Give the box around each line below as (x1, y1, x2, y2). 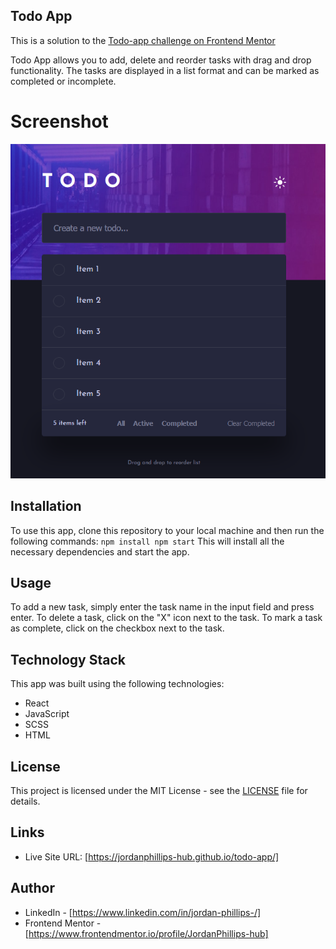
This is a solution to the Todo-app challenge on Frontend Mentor (10, 34, 276, 46)
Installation (10, 498, 82, 515)
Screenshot (10, 110, 109, 133)
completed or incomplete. (10, 75, 117, 87)
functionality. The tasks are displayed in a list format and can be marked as (10, 64, 320, 76)
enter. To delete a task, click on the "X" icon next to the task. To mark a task (10, 612, 323, 624)
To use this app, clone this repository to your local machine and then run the (10, 524, 325, 536)
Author (10, 880, 55, 897)
